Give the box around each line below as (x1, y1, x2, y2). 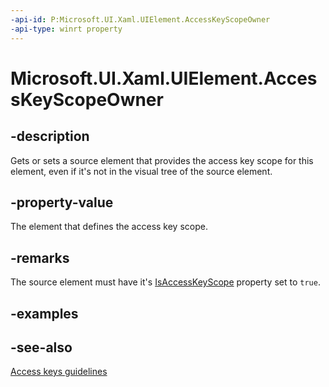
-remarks (10, 249, 70, 266)
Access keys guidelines (10, 366, 108, 378)
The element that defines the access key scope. (10, 221, 208, 233)
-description (10, 128, 90, 145)
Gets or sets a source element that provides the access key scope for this (10, 154, 314, 166)
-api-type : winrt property (10, 24, 123, 34)
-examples (10, 305, 79, 322)
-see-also (10, 339, 73, 356)
